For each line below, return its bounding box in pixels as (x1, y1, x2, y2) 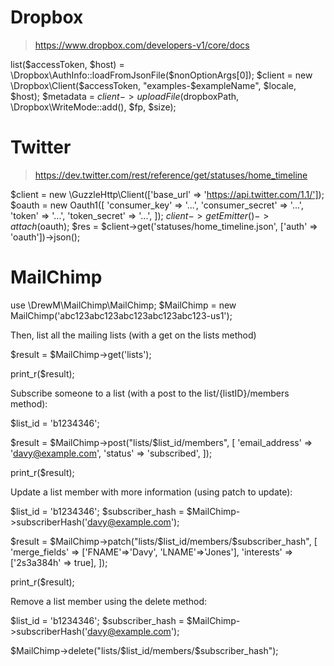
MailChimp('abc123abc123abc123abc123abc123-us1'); (10, 309, 233, 321)
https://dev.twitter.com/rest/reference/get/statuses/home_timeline (34, 169, 308, 181)
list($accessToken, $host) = (10, 58, 125, 70)
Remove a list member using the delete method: (10, 595, 208, 607)
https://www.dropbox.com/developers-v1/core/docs (34, 39, 250, 51)
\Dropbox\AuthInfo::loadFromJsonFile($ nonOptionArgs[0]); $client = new (10, 69, 313, 81)
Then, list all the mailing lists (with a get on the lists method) (10, 329, 257, 341)
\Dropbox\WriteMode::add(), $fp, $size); (10, 101, 177, 113)
